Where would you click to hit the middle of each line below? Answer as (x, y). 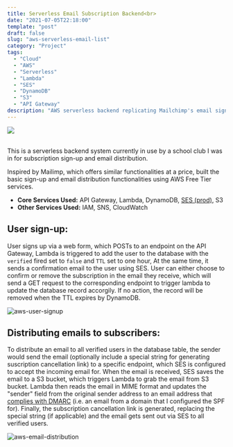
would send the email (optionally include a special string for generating (109, 357)
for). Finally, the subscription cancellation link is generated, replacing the (111, 409)
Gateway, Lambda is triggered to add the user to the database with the (108, 253)
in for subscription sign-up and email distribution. (78, 158)
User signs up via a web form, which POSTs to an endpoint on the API (107, 246)
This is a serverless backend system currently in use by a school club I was (115, 151)
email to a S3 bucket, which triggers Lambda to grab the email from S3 (108, 379)
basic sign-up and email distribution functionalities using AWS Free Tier (109, 179)
